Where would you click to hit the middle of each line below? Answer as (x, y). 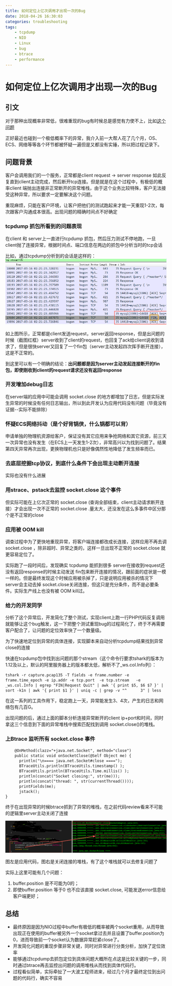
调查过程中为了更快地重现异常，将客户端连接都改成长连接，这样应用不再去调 (86, 542)
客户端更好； (26, 896)
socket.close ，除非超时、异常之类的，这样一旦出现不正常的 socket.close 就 (85, 548)
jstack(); (29, 791)
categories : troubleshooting (36, 22)
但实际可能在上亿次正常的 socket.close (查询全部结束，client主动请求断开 (83, 502)
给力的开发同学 (24, 605)
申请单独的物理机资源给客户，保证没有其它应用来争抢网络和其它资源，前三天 (86, 436)
